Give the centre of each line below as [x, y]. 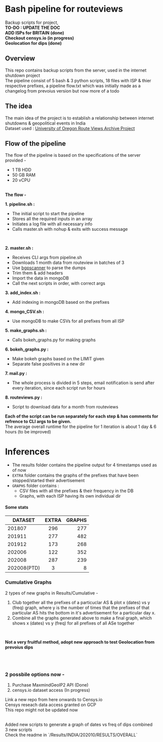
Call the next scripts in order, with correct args [59, 283]
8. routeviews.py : [24, 397]
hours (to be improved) [28, 432]
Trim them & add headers [37, 273]
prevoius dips [19, 647]
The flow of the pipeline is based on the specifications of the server [73, 155]
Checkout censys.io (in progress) [40, 38]
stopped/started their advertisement [48, 481]
